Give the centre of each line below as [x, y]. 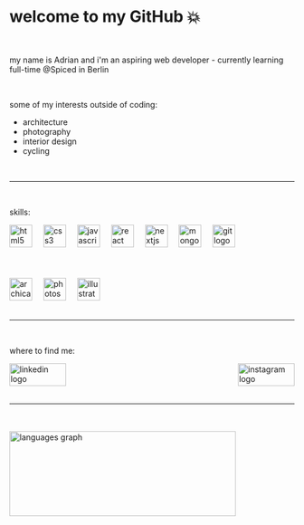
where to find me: [42, 350]
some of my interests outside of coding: [84, 104]
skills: [20, 212]
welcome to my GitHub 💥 [105, 17]
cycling [36, 150]
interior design [49, 141]
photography [47, 131]
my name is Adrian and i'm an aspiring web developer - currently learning [147, 60]
